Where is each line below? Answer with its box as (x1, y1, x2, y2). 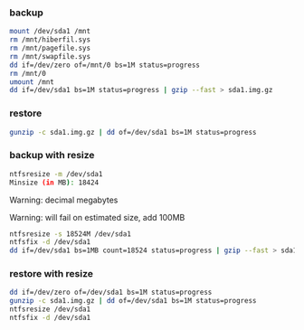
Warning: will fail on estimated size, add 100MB (9, 212, 185, 222)
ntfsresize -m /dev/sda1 (9, 169, 103, 178)
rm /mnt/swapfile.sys (9, 52, 91, 61)
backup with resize (9, 149, 95, 162)
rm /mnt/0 (9, 69, 47, 78)
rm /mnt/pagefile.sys (9, 43, 91, 53)
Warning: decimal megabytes (9, 194, 119, 205)
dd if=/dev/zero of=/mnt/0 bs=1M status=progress (9, 61, 201, 70)
